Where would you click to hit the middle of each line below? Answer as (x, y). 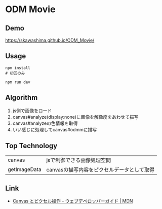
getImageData (25, 169)
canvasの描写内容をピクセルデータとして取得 (100, 170)
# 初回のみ (15, 73)
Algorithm (22, 98)
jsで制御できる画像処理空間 (79, 160)
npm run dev (18, 82)
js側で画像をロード (32, 111)
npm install (18, 68)
